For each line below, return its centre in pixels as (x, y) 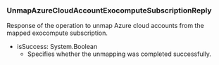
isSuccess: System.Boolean (57, 47)
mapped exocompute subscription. (57, 33)
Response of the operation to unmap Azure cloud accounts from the (106, 26)
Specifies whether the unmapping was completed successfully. (119, 54)
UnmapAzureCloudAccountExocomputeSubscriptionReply (109, 10)
